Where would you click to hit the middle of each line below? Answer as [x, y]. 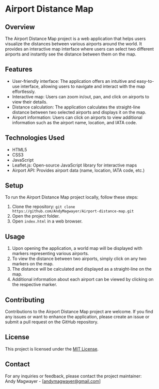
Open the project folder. [36, 216]
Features [19, 69]
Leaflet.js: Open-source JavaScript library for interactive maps [74, 165]
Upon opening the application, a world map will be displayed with [77, 248]
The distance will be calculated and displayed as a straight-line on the [82, 269]
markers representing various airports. [50, 254]
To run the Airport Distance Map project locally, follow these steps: [72, 197]
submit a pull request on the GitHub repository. [52, 322]
